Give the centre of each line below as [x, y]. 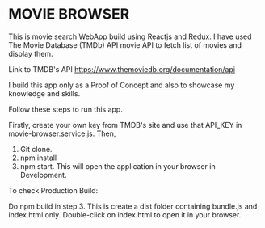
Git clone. [36, 149]
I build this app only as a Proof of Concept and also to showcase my [122, 85]
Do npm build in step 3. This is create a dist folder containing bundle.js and [133, 206]
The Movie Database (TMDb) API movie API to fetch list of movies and [125, 44]
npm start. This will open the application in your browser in [118, 166]
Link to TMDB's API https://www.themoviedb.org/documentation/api [122, 69]
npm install [38, 158]
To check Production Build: [53, 190]
